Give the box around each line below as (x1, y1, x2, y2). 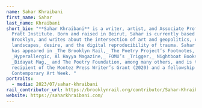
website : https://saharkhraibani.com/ (6, 92, 103, 98)
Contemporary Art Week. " (11, 70, 77, 76)
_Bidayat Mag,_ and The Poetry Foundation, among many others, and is (11, 59, 192, 65)
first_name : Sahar (6, 14, 52, 20)
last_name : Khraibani (6, 20, 61, 26)
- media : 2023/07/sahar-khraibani (11, 82, 98, 88)
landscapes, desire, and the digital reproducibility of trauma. (11, 43, 179, 49)
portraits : (6, 76, 34, 82)
